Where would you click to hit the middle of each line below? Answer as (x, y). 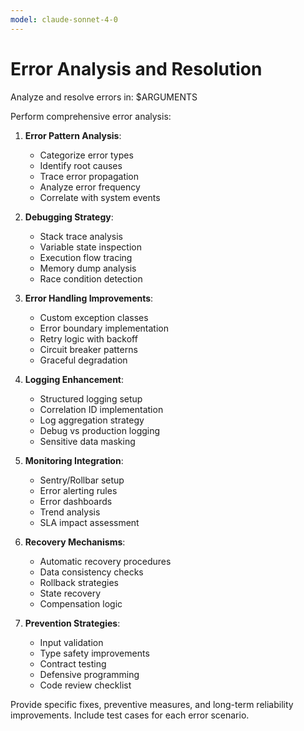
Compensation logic (81, 603)
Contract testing (73, 663)
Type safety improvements (94, 653)
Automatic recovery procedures (105, 561)
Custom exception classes (94, 317)
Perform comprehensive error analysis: (91, 116)
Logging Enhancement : (74, 379)
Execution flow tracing (86, 257)
